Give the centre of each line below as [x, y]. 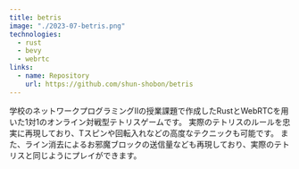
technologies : [36, 34]
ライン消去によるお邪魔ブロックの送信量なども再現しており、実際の [149, 144]
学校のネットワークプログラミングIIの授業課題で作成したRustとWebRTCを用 [149, 110]
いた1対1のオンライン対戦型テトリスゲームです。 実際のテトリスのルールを [146, 122]
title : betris [36, 17]
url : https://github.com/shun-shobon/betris [109, 84]
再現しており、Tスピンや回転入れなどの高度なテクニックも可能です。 [152, 133]
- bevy [29, 51]
